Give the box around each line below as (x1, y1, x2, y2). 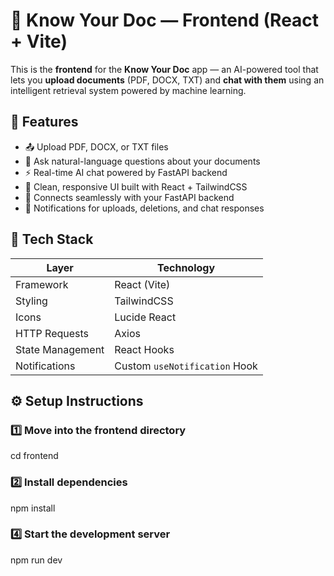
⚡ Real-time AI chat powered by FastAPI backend (24, 166, 228, 178)
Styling (15, 294, 48, 308)
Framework (15, 277, 69, 291)
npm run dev (10, 554, 63, 566)
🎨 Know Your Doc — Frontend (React (10, 9, 320, 32)
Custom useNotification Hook (114, 359, 258, 373)
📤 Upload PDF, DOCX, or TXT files (24, 140, 169, 153)
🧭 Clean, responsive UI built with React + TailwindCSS (24, 180, 248, 193)
